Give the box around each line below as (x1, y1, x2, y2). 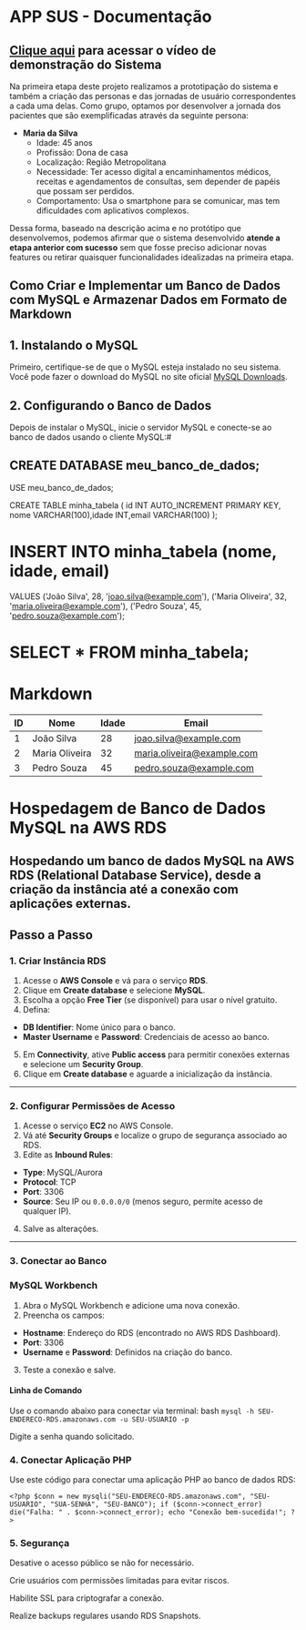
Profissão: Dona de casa (36, 148, 129, 158)
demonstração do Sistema (9, 56, 162, 72)
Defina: (22, 1004, 50, 1015)
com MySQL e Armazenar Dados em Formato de (9, 292, 288, 308)
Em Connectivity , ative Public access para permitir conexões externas (22, 1049, 290, 1060)
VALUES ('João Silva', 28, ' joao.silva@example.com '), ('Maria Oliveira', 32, (9, 590, 288, 602)
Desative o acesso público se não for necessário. (9, 1557, 194, 1568)
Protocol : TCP (22, 1177, 76, 1187)
